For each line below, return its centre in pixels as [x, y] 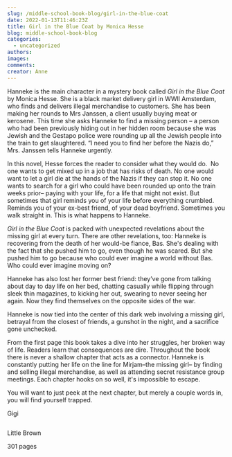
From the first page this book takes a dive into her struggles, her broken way [116, 342]
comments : [21, 65]
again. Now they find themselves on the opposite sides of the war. [101, 301]
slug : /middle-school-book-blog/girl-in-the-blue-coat [88, 14]
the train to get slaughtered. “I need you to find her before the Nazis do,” [110, 143]
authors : [20, 53]
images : [18, 59]
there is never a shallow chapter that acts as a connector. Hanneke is [106, 357]
